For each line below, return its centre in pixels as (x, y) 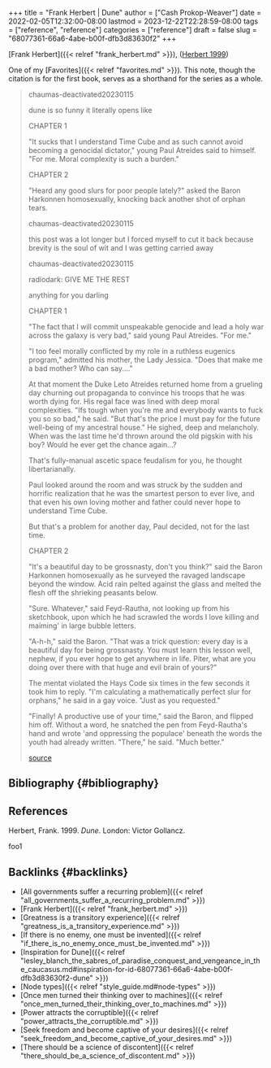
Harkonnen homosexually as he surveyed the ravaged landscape (137, 575)
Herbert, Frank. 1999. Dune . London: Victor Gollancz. (97, 830)
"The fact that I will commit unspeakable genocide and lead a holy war (146, 327)
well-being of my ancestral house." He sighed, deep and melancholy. (144, 427)
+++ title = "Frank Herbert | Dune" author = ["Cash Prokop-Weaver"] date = (135, 13)
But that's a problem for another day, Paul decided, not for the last (139, 526)
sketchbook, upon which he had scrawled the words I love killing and (144, 617)
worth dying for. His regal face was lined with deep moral (124, 401)
